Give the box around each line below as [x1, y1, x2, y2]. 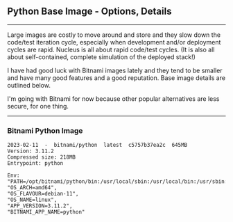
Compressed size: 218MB [7, 154, 76, 161]
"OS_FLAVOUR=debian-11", [7, 191, 79, 198]
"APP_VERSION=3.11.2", [7, 203, 73, 209]
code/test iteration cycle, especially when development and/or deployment [7, 38, 221, 46]
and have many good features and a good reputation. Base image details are [7, 73, 226, 82]
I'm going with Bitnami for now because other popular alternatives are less [7, 94, 220, 103]
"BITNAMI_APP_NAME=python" [7, 209, 85, 216]
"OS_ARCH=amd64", [7, 184, 58, 191]
